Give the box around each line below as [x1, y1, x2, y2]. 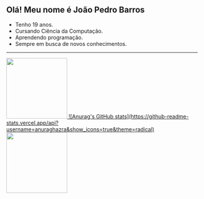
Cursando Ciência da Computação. [15, 27, 103, 34]
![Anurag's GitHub [68, 113, 114, 120]
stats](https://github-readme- [115, 113, 189, 120]
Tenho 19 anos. [15, 21, 53, 28]
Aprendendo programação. [15, 33, 83, 41]
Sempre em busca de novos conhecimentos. [15, 40, 127, 47]
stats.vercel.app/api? [6, 119, 59, 126]
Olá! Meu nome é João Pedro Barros [6, 5, 145, 15]
